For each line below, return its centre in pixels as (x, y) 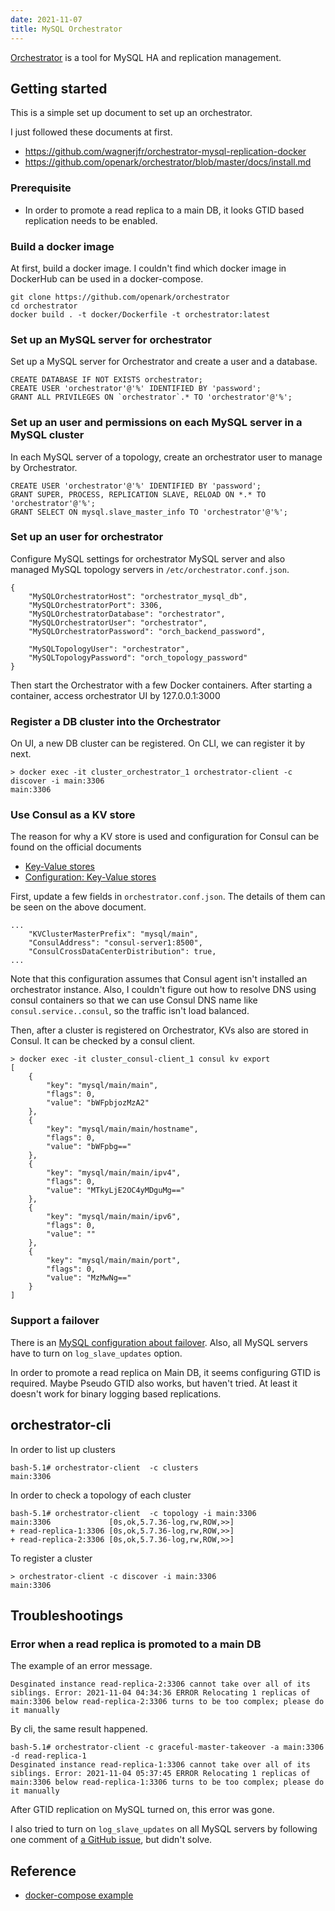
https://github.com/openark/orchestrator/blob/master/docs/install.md (168, 162)
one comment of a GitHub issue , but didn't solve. (111, 1840)
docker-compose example (79, 1895)
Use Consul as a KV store (73, 815)
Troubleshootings (67, 1615)
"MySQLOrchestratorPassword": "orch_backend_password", (147, 631)
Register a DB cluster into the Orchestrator (115, 721)
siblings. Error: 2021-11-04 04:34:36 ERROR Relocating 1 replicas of (160, 1693)
